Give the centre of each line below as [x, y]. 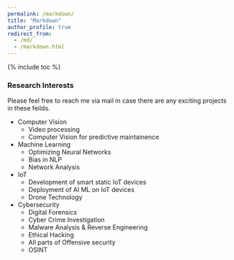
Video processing [54, 130]
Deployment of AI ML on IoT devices [81, 190]
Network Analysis [54, 167]
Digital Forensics [52, 213]
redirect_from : [30, 34]
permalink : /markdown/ [41, 14]
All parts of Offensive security [72, 242]
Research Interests [41, 85]
